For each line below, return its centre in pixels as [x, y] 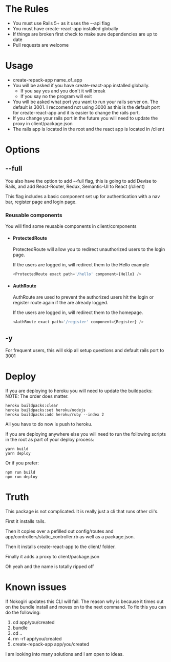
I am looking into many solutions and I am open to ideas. [65, 654]
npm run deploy [22, 477]
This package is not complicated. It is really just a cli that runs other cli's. [82, 512]
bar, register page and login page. [41, 202]
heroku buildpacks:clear [32, 406]
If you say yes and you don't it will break [63, 91]
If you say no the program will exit [56, 96]
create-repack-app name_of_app [47, 80]
